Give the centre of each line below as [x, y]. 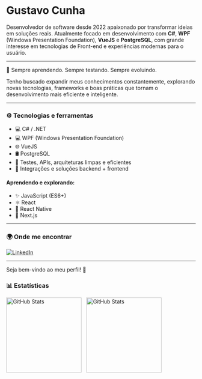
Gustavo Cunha [46, 11]
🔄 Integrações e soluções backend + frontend [72, 169]
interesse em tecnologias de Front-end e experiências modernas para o [95, 46]
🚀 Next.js [26, 215]
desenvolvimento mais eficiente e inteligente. [62, 94]
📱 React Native [33, 209]
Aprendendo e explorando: [41, 182]
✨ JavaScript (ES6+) [40, 196]
